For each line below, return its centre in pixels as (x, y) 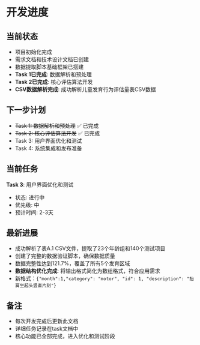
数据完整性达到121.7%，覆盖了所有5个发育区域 (72, 263)
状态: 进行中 (30, 197)
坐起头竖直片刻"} (38, 286)
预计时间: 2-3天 (34, 212)
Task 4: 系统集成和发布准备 (48, 148)
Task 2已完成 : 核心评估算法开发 (54, 82)
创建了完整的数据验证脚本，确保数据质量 (65, 256)
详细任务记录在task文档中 (47, 329)
